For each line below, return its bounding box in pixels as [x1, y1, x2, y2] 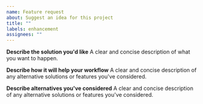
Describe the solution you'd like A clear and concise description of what [6, 48, 191, 55]
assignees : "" [6, 32, 43, 38]
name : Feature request [6, 9, 64, 15]
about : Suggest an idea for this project [6, 15, 114, 21]
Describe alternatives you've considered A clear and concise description [6, 85, 194, 92]
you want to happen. [6, 55, 58, 62]
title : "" [6, 20, 32, 26]
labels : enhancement [6, 26, 59, 32]
